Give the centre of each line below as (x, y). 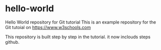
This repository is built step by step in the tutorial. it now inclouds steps (78, 37)
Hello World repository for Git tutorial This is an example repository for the (81, 22)
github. (12, 42)
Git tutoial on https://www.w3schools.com (48, 27)
